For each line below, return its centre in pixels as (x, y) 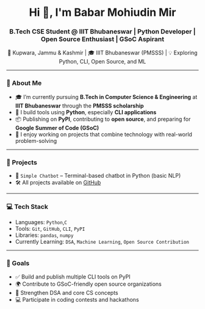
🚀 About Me (24, 83)
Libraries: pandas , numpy (44, 235)
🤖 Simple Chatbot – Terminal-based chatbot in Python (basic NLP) (98, 176)
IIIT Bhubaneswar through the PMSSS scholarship (80, 106)
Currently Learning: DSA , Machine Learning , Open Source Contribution (102, 242)
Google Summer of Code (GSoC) (57, 128)
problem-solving (36, 140)
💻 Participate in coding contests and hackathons (77, 299)
